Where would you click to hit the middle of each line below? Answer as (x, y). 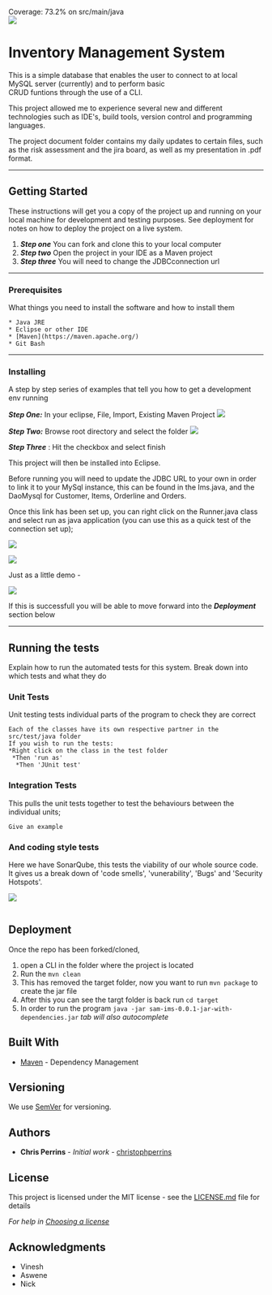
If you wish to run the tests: (61, 744)
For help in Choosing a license (59, 1222)
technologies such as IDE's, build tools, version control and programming (130, 116)
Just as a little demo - (45, 575)
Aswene (34, 1275)
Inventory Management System (117, 53)
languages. (27, 125)
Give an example (36, 827)
